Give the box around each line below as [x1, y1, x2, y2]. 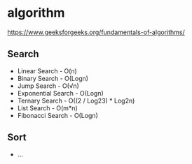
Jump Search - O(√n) [17, 82, 79, 90]
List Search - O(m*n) [17, 103, 78, 112]
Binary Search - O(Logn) [17, 74, 89, 82]
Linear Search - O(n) [17, 66, 77, 75]
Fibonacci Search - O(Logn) [17, 111, 98, 119]
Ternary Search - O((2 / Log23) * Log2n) [17, 96, 135, 105]
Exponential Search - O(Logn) [17, 89, 104, 97]
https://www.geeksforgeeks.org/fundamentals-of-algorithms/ [7, 28, 185, 36]
